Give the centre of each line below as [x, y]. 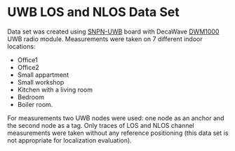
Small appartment [43, 75]
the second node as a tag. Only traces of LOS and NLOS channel [101, 125]
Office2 [28, 67]
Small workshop [41, 82]
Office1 [28, 59]
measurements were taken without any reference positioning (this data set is [118, 133]
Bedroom [31, 97]
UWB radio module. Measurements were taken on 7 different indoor [105, 38]
